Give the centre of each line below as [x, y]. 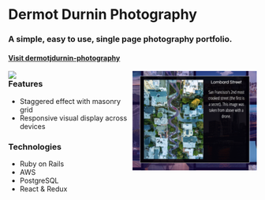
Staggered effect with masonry [70, 101]
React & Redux [43, 189]
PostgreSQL [39, 180]
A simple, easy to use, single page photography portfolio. [120, 39]
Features [26, 84]
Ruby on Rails [42, 164]
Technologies [35, 146]
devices [32, 126]
